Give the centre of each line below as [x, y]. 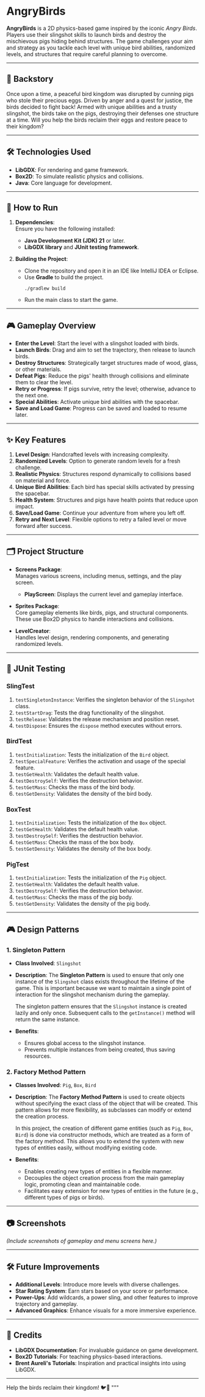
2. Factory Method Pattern [46, 1072]
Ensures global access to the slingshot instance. [85, 1043]
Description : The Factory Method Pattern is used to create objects [100, 1097]
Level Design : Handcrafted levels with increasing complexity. [92, 454]
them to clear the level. [44, 383]
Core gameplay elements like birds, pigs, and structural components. [102, 612]
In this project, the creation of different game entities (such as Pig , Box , [104, 1128]
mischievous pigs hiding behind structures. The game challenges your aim [100, 41]
